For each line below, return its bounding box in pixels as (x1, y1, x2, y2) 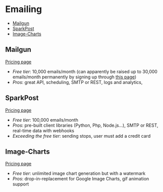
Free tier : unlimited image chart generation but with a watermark (12, 170, 145, 176)
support (12, 181, 29, 187)
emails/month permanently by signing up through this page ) (12, 74, 136, 80)
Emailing (5, 4, 42, 15)
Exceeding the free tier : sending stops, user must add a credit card (12, 133, 151, 139)
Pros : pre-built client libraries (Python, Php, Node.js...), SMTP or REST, (12, 122, 158, 128)
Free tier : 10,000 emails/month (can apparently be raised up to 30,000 (12, 68, 158, 74)
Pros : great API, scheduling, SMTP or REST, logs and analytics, (12, 79, 143, 85)
